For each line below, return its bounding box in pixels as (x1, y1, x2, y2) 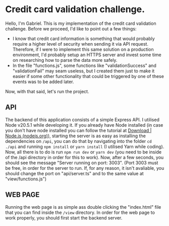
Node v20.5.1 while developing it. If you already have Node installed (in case (5, 122, 163, 128)
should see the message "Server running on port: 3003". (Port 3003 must (5, 160, 158, 166)
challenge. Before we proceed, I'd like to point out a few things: (5, 25, 137, 31)
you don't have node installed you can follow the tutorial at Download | (5, 127, 152, 133)
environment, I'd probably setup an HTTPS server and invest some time (12, 52, 161, 58)
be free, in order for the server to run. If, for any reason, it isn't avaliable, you (5, 165, 164, 171)
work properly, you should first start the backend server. (5, 214, 123, 221)
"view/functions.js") (5, 176, 47, 182)
